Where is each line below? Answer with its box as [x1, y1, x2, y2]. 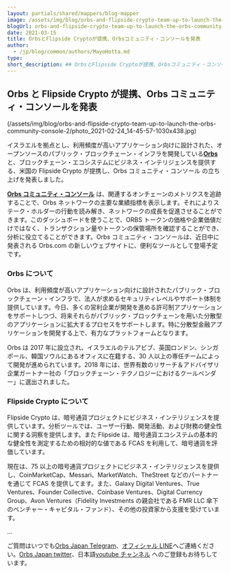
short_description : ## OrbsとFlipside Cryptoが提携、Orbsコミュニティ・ [7, 61, 207, 68]
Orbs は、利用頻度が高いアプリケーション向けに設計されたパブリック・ [7, 285, 209, 294]
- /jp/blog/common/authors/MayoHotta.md [13, 49, 130, 56]
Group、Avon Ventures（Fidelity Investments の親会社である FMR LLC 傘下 [7, 497, 219, 505]
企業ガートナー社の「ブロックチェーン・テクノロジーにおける [7, 369, 181, 377]
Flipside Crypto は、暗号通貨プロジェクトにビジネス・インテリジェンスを [7, 413, 214, 422]
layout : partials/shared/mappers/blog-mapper [7, 10, 139, 17]
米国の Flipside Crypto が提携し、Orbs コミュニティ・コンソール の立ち [18, 167, 220, 175]
